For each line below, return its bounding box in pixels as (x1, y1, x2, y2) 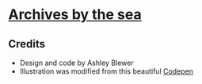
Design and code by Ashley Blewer (19, 58, 134, 67)
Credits (8, 37, 46, 51)
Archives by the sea (8, 6, 142, 24)
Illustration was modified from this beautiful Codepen (19, 67, 194, 76)
